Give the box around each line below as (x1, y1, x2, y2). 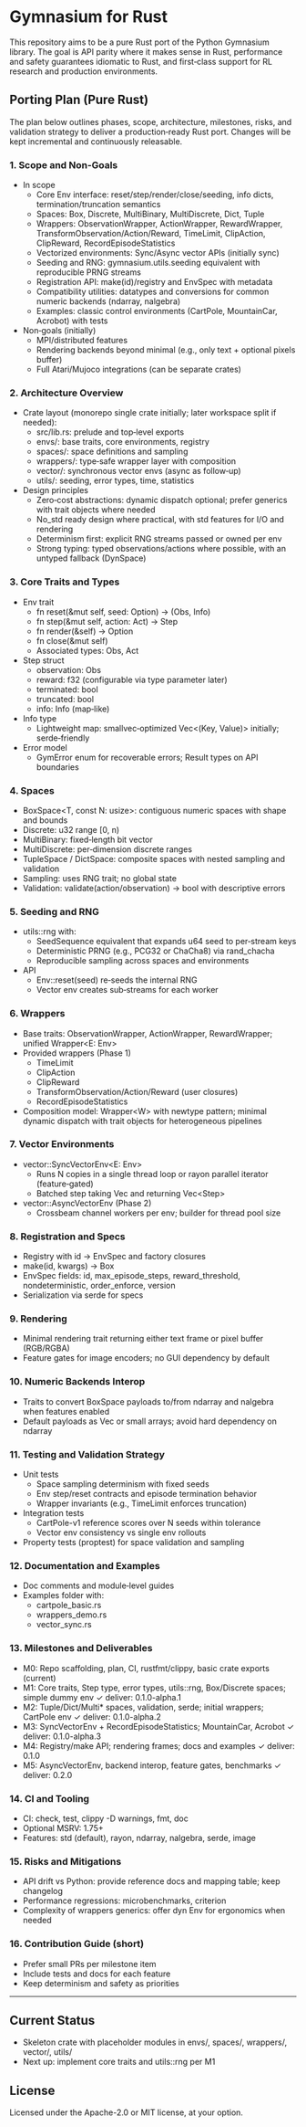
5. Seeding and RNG (9, 905, 100, 918)
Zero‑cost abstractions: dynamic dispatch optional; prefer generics (36, 495, 288, 506)
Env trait (22, 596, 55, 607)
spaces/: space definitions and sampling (36, 446, 189, 458)
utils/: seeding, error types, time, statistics (36, 475, 195, 486)
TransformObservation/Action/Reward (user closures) (36, 1086, 239, 1097)
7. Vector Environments (9, 1138, 115, 1151)
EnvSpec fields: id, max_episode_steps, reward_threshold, (22, 1270, 241, 1281)
